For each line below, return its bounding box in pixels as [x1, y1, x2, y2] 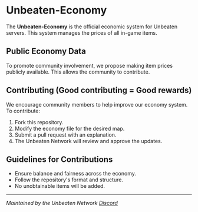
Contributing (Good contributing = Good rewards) [6, 85, 192, 95]
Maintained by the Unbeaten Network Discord [6, 200, 118, 207]
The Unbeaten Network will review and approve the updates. [14, 137, 163, 144]
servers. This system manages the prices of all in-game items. [6, 29, 157, 36]
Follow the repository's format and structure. [14, 176, 124, 183]
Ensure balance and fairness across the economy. [14, 170, 137, 177]
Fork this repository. [14, 118, 64, 125]
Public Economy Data [6, 47, 87, 57]
